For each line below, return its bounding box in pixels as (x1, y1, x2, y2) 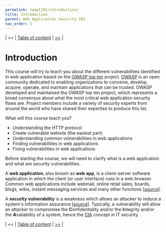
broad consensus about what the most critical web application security (5, 95, 151, 101)
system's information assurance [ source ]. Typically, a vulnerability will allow (5, 201, 161, 207)
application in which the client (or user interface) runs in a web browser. (5, 176, 153, 182)
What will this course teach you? (5, 115, 72, 121)
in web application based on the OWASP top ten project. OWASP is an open (5, 74, 160, 80)
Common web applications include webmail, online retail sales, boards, (5, 181, 151, 187)
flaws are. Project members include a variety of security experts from (5, 100, 148, 106)
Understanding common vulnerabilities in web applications (12, 135, 133, 142)
